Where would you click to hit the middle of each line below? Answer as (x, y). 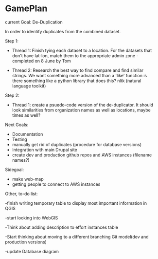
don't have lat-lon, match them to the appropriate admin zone (74, 55)
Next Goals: (17, 125)
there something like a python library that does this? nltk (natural (77, 81)
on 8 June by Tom (53, 61)
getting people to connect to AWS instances (56, 184)
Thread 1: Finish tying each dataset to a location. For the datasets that (82, 50)
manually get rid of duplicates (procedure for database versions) (77, 144)
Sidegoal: (15, 170)
